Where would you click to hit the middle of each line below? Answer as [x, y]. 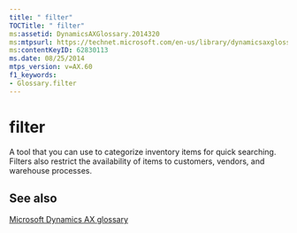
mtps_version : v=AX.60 [51, 67]
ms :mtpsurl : [31, 42]
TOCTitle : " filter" [47, 26]
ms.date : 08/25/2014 [47, 58]
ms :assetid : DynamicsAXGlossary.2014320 [85, 34]
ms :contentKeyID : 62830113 [59, 50]
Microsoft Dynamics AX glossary [69, 220]
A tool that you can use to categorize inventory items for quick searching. [143, 151]
